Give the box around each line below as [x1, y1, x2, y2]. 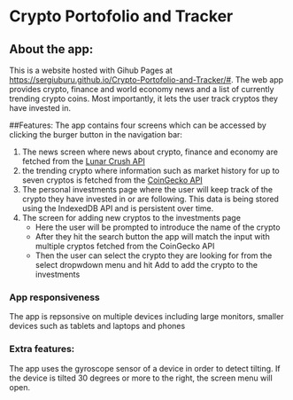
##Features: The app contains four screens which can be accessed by [9, 120, 267, 130]
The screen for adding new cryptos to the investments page [21, 213, 242, 223]
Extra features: [9, 343, 75, 356]
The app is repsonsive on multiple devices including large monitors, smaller [9, 311, 284, 322]
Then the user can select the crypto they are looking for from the [35, 250, 273, 261]
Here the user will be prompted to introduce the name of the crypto [35, 222, 281, 232]
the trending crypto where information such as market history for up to [21, 166, 281, 176]
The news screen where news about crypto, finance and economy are [21, 146, 279, 157]
